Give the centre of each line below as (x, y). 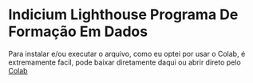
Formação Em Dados (78, 32)
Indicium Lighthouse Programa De (123, 15)
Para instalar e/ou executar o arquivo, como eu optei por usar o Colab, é (127, 53)
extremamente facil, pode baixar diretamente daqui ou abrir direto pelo (125, 62)
